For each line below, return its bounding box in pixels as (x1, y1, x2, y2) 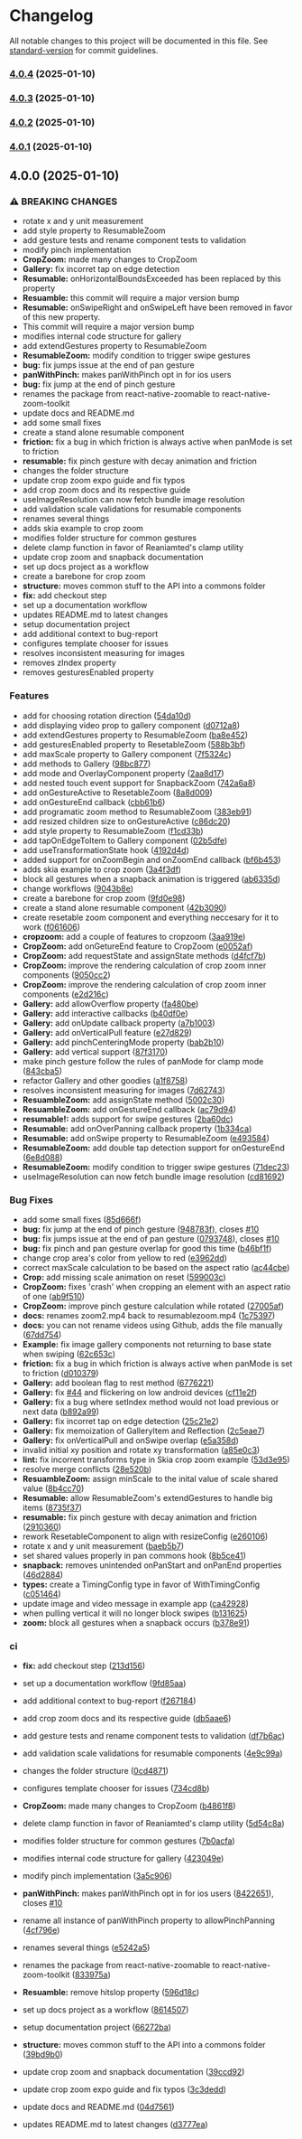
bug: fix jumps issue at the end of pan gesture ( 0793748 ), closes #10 (22, 1233, 279, 1243)
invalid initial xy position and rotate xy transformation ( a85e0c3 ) (22, 1444, 261, 1455)
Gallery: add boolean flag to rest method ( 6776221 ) (22, 1377, 215, 1388)
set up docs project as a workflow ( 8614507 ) (22, 2004, 189, 2015)
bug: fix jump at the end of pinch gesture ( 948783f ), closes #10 (22, 1224, 260, 1234)
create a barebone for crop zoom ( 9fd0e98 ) (22, 892, 186, 904)
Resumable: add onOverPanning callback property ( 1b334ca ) (22, 1122, 252, 1134)
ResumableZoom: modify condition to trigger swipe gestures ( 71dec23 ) (22, 1161, 290, 1172)
